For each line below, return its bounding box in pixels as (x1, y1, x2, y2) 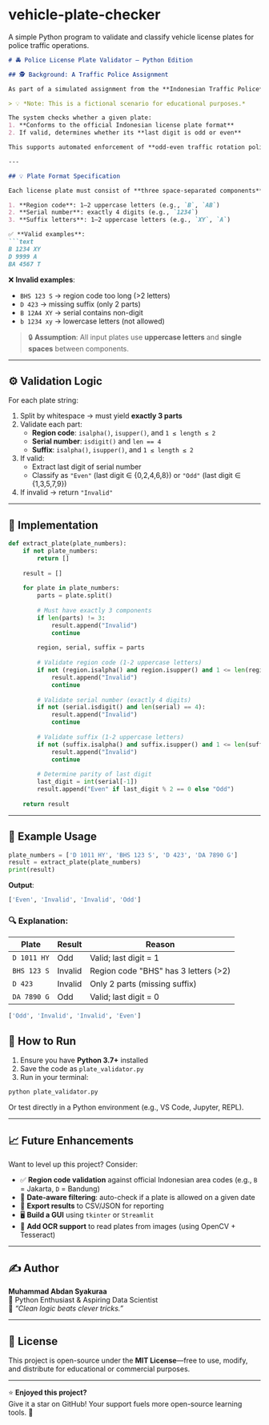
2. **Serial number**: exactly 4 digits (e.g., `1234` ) (8, 208, 199, 217)
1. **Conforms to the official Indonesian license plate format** (8, 122, 235, 130)
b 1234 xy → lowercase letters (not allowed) (19, 316, 166, 326)
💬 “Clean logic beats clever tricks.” (8, 1303, 124, 1314)
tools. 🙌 (8, 1407, 34, 1418)
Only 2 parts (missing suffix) (89, 978, 197, 989)
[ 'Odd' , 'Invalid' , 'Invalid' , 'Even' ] (8, 1012, 142, 1020)
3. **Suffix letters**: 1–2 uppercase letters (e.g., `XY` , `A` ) (8, 216, 231, 224)
